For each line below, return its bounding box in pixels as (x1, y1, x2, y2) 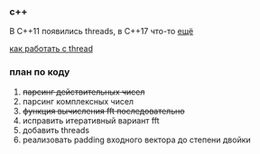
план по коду (9, 66, 70, 78)
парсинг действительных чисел (22, 86, 145, 97)
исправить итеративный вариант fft (22, 114, 160, 126)
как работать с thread (9, 43, 93, 54)
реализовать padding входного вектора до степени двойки (22, 134, 251, 145)
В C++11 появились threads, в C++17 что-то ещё (9, 26, 194, 37)
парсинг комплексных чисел (22, 95, 134, 106)
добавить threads (22, 124, 90, 135)
